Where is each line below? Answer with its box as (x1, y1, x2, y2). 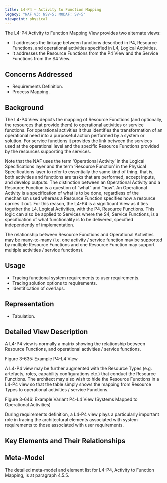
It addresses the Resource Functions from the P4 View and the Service (12, 50, 158, 56)
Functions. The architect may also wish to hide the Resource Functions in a (5, 376, 159, 382)
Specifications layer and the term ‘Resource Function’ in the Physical (5, 163, 146, 169)
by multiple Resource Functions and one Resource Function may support (5, 242, 155, 247)
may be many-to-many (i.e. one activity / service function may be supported (5, 237, 162, 242)
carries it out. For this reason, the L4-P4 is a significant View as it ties (5, 201, 148, 206)
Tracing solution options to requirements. (12, 280, 97, 286)
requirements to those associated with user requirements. (5, 422, 124, 428)
